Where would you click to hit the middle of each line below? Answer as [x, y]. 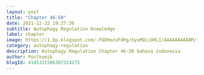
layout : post [23, 12]
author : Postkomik [29, 57]
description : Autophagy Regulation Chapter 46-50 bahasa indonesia [93, 51]
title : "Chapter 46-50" [36, 18]
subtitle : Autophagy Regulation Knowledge [61, 29]
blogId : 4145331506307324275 [43, 62]
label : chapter [25, 34]
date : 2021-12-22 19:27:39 [40, 23]
